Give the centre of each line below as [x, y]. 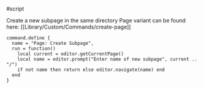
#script [15, 9]
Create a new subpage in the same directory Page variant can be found [96, 20]
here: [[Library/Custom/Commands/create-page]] [69, 27]
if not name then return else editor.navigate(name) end [91, 70]
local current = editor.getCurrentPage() [70, 54]
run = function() [34, 48]
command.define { [28, 38]
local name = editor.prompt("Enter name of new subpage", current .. [108, 59]
